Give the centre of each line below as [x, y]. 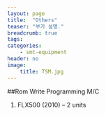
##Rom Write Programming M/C [53, 91]
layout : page [26, 14]
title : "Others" [32, 20]
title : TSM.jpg [42, 71]
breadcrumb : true [32, 33]
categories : [24, 46]
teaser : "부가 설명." [36, 26]
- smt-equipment [44, 53]
